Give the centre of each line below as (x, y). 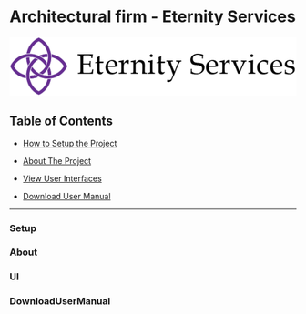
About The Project (57, 160)
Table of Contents (61, 122)
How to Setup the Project (70, 143)
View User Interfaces (62, 178)
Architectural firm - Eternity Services (153, 17)
